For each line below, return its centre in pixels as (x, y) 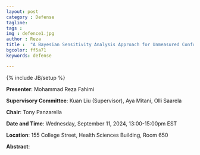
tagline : (17, 22)
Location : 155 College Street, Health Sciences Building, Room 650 (87, 135)
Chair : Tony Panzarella (34, 112)
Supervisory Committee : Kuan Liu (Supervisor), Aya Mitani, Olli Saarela (94, 101)
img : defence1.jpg (30, 34)
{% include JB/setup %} (36, 77)
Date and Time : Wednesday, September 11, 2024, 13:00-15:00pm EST (92, 123)
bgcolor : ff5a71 (26, 50)
